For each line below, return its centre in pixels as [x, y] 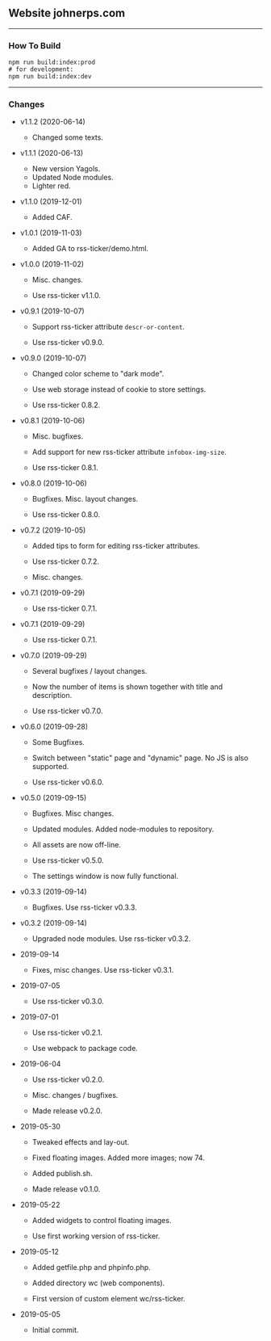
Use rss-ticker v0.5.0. [68, 860]
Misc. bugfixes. [57, 436]
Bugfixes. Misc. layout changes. [85, 499]
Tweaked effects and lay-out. [81, 1142]
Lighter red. [51, 186]
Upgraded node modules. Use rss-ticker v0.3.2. [111, 939]
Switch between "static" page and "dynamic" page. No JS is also [140, 758]
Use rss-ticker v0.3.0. [68, 1002]
